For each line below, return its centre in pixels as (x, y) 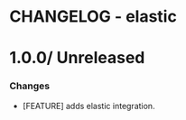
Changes (30, 86)
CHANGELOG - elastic (93, 17)
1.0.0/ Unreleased (77, 58)
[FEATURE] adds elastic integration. (88, 106)
